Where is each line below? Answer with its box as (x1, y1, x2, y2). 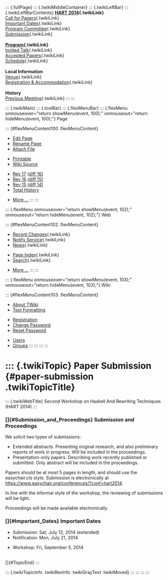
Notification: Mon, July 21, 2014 (12, 534, 78, 541)
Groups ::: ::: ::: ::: (12, 343, 49, 348)
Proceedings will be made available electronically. (5, 505, 109, 511)
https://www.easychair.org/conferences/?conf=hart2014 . (5, 480, 123, 486)
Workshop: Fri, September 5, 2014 (12, 544, 84, 550)
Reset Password (12, 328, 46, 333)
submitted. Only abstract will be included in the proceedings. (12, 460, 139, 466)
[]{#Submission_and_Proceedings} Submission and (5, 416, 134, 423)
